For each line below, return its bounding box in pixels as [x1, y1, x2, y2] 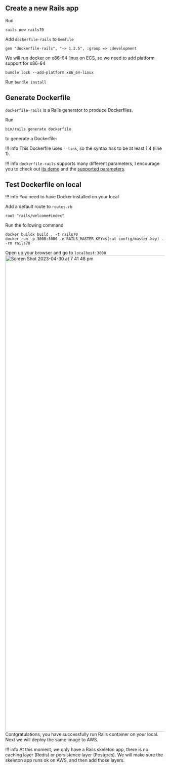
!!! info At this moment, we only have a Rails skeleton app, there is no [5, 746, 148, 753]
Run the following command [5, 222, 64, 228]
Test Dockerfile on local [5, 181, 82, 189]
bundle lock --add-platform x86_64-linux [5, 70, 94, 75]
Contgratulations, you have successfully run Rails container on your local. [5, 731, 158, 738]
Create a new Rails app [5, 4, 79, 13]
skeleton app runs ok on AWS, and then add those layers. [5, 757, 125, 763]
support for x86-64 [5, 60, 46, 66]
